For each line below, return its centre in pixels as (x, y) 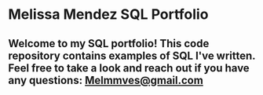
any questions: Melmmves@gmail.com (106, 80)
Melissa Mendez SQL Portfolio (108, 15)
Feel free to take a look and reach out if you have (129, 68)
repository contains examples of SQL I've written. (132, 55)
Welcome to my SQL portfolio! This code (109, 44)
